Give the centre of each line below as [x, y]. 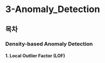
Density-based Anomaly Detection [49, 44]
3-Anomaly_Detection [53, 9]
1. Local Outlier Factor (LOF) [35, 56]
